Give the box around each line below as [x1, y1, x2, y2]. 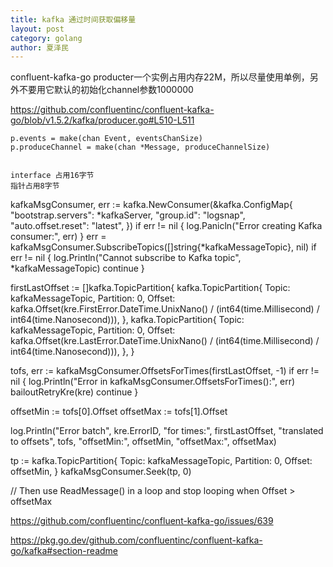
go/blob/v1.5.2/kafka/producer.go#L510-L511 [10, 114, 195, 126]
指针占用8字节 [10, 181, 60, 191]
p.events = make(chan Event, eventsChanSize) [10, 134, 203, 144]
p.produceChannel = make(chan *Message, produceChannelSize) [10, 142, 271, 153]
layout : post [10, 24, 65, 34]
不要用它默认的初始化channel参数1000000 [18, 84, 194, 96]
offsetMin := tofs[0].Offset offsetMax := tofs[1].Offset [10, 406, 228, 418]
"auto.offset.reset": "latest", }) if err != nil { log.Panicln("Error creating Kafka [10, 220, 323, 232]
